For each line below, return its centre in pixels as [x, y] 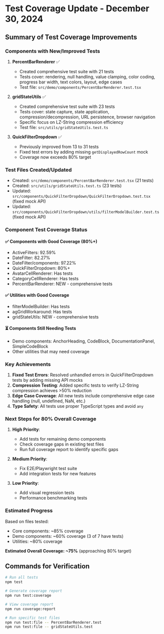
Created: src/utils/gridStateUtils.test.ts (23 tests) [67, 186]
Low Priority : [25, 483]
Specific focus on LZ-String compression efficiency [71, 122]
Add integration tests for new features [58, 474]
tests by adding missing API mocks [47, 380]
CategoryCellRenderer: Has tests [45, 279]
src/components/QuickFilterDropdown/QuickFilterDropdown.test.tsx [81, 197]
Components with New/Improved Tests [53, 51]
